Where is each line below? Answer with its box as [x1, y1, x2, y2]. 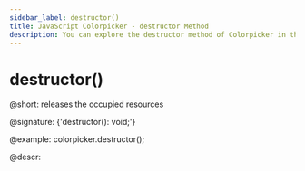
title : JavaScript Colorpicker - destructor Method [9, 22, 209, 31]
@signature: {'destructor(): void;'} [9, 117, 136, 128]
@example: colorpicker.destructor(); [9, 134, 145, 145]
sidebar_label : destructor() [9, 13, 120, 23]
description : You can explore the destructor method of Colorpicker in [9, 30, 286, 39]
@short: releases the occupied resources [9, 99, 164, 109]
